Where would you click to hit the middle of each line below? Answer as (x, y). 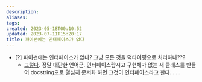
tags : (13, 23)
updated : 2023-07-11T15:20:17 (44, 34)
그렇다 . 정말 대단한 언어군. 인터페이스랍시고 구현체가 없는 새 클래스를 (104, 65)
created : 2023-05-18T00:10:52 (44, 28)
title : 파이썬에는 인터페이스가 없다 (45, 40)
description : (23, 12)
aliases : (17, 17)
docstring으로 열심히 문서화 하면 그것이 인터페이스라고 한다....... (106, 72)
